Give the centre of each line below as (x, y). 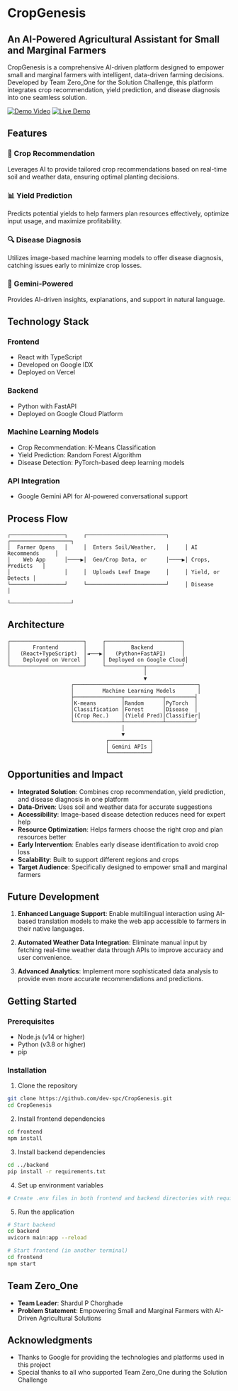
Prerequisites (31, 1021)
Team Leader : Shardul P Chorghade (70, 1303)
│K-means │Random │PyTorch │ (134, 703)
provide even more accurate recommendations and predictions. (110, 979)
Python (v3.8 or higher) (52, 1044)
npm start (22, 1263)
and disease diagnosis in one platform (73, 799)
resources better (42, 837)
